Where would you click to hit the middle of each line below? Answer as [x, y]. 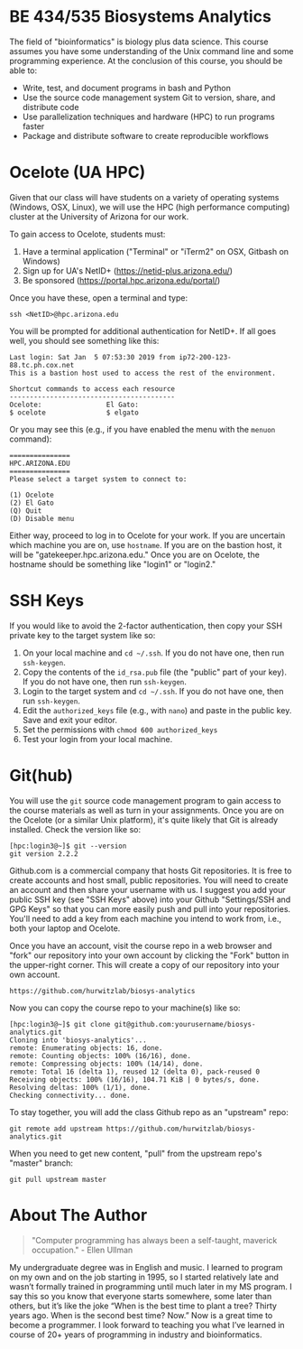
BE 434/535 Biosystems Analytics [141, 17]
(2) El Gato [32, 503]
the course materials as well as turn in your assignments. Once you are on [147, 810]
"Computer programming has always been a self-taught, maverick [154, 1240]
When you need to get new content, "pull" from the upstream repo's [136, 1153]
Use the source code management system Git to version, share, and [149, 98]
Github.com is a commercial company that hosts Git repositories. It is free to [151, 870]
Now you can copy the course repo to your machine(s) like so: [125, 1008]
